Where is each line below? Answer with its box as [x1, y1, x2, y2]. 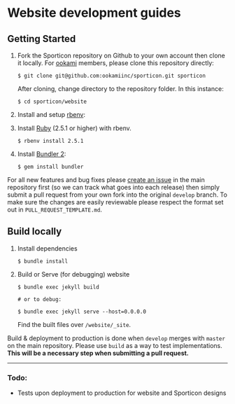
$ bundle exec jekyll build [17, 284, 99, 291]
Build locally [7, 225, 62, 237]
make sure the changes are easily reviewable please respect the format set [7, 198, 224, 206]
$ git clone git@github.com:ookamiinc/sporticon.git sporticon [17, 72, 206, 79]
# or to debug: [17, 295, 62, 302]
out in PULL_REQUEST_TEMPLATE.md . [7, 205, 103, 214]
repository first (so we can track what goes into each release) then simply [7, 183, 220, 191]
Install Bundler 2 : [17, 150, 66, 158]
